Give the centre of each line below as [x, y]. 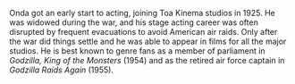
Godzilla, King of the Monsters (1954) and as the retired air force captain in [147, 60]
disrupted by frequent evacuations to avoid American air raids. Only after [143, 32]
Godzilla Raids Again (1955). [62, 70]
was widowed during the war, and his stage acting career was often [134, 22]
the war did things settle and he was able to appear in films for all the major [148, 41]
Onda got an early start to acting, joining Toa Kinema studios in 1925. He [142, 13]
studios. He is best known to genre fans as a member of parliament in [137, 51]
